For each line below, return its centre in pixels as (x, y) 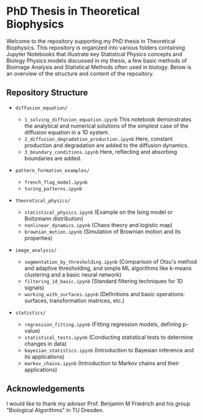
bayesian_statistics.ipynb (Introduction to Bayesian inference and (109, 350)
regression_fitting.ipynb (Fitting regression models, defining (103, 324)
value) (32, 330)
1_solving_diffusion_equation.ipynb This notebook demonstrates (108, 119)
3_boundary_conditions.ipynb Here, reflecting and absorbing (101, 151)
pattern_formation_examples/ (52, 170)
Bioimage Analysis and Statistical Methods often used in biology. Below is (99, 67)
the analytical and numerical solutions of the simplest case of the (106, 126)
